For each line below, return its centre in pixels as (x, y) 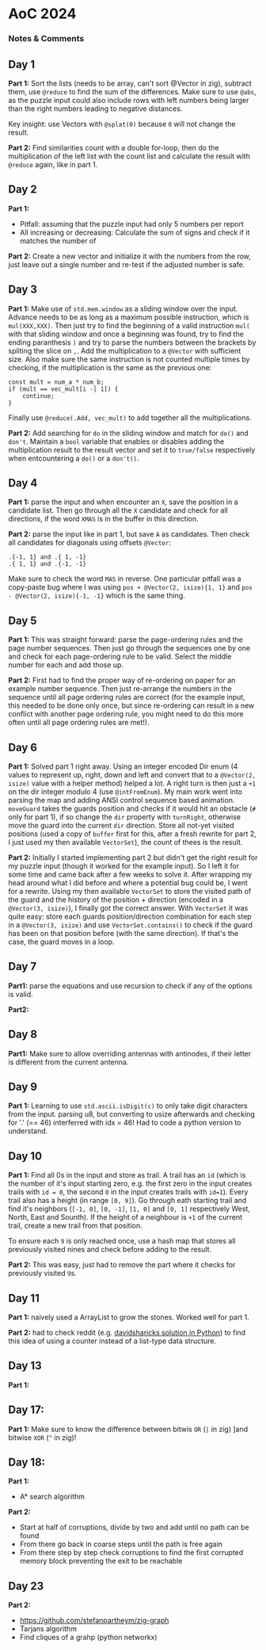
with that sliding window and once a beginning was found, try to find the (126, 334)
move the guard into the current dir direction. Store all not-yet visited (122, 825)
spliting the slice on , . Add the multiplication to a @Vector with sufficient (125, 350)
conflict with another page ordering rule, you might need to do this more (126, 714)
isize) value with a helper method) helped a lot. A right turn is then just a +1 (132, 783)
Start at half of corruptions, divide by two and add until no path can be (134, 1527)
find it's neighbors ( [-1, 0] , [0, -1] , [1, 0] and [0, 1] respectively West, (129, 1209)
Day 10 (25, 1156)
